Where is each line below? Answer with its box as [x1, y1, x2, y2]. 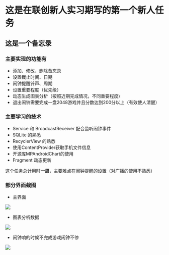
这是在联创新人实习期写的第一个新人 [5, 5, 155, 16]
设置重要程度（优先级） [12, 86, 61, 92]
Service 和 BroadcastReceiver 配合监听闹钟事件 [12, 126, 112, 132]
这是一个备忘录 [5, 39, 52, 47]
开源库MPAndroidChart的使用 [12, 151, 74, 157]
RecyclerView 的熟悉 [12, 138, 56, 144]
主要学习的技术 [5, 113, 42, 120]
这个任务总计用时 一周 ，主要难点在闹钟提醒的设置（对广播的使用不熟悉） [5, 168, 155, 174]
